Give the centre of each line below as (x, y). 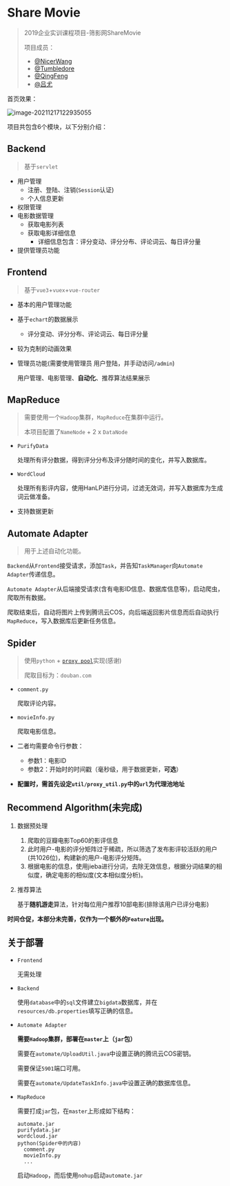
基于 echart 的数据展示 (48, 319)
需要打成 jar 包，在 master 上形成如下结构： (76, 1111)
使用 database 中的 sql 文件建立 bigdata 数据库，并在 (87, 1002)
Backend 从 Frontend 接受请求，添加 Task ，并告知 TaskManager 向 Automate (105, 566)
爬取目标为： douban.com (57, 675)
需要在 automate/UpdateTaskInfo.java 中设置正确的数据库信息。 (106, 1082)
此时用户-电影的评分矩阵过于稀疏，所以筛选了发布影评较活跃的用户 (123, 849)
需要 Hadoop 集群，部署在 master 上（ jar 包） (76, 1039)
